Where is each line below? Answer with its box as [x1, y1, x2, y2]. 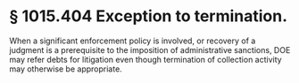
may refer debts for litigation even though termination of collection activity [9, 54, 283, 64]
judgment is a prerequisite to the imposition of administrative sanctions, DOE [9, 44, 291, 55]
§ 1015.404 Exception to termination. [9, 6, 288, 26]
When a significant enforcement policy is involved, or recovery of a [9, 35, 256, 46]
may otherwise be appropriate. [9, 64, 122, 74]
